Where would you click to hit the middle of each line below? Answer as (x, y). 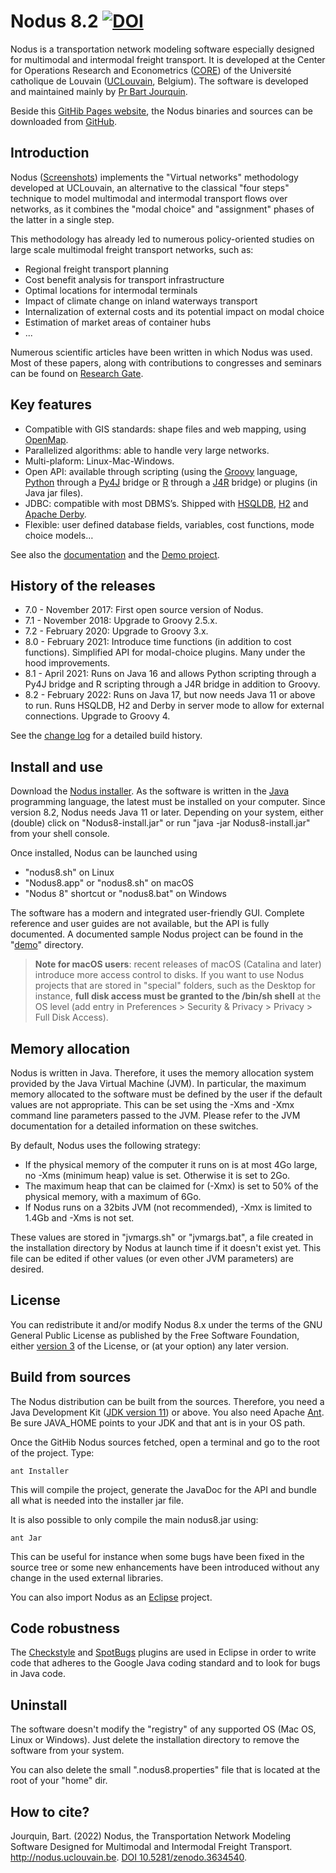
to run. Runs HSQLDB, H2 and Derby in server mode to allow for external (174, 706)
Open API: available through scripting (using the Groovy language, (161, 471)
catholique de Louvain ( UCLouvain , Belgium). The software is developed (159, 81)
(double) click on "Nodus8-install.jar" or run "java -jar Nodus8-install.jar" (160, 823)
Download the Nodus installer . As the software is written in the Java (150, 791)
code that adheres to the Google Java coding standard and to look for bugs (165, 1663)
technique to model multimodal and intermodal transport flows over (149, 198)
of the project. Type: (52, 1452)
